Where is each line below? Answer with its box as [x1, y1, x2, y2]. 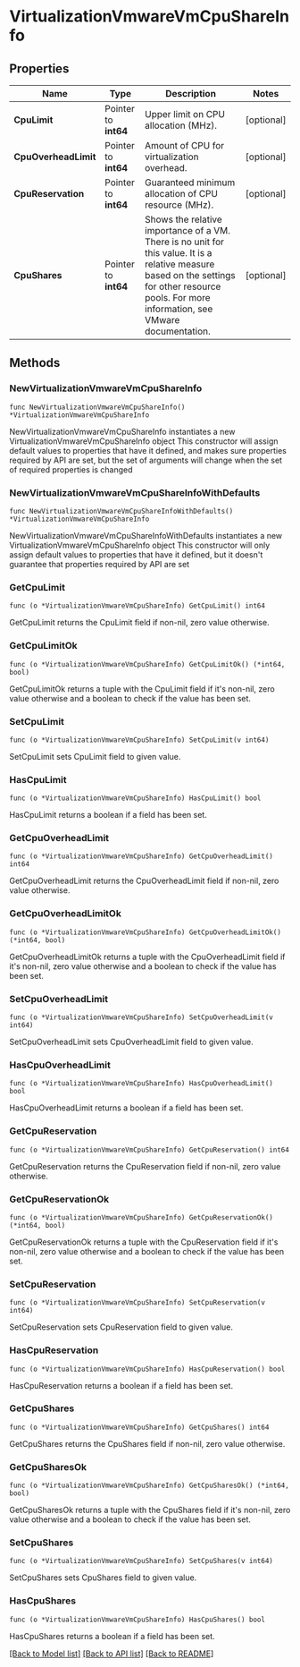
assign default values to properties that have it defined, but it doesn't [9, 549, 263, 560]
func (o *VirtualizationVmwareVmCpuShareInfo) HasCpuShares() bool [9, 1615, 266, 1624]
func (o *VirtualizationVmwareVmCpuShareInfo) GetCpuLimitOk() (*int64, [9, 659, 286, 668]
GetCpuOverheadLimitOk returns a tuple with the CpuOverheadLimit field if [9, 951, 286, 962]
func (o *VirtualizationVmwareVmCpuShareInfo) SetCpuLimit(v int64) [9, 736, 270, 744]
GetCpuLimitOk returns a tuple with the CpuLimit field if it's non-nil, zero [9, 683, 275, 694]
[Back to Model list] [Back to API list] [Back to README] [9, 1648, 214, 1659]
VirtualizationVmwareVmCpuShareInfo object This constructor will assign [9, 436, 279, 447]
